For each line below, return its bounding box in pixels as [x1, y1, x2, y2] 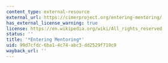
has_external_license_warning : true [6, 20, 98, 26]
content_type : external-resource [6, 8, 90, 15]
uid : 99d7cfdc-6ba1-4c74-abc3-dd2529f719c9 [6, 43, 117, 49]
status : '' [6, 31, 34, 37]
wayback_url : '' [6, 48, 47, 54]
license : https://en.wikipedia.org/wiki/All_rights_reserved [6, 25, 163, 32]
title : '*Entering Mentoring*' [6, 37, 85, 43]
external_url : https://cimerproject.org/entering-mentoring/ [6, 14, 163, 20]
